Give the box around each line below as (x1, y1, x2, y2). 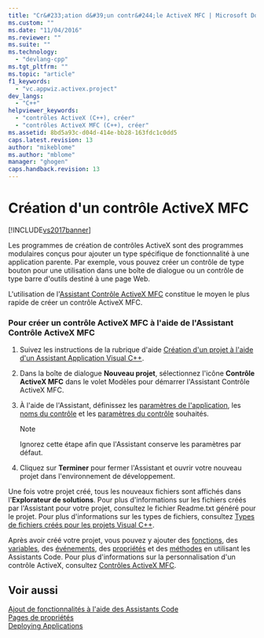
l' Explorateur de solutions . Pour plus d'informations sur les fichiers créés (8, 495, 247, 505)
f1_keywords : (8, 77, 51, 85)
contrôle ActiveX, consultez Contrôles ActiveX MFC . (8, 561, 177, 570)
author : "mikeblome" (8, 143, 76, 151)
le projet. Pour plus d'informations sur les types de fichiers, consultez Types (8, 512, 255, 521)
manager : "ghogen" (8, 158, 68, 166)
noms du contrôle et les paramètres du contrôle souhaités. (19, 409, 210, 418)
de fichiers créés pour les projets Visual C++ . (8, 521, 155, 530)
